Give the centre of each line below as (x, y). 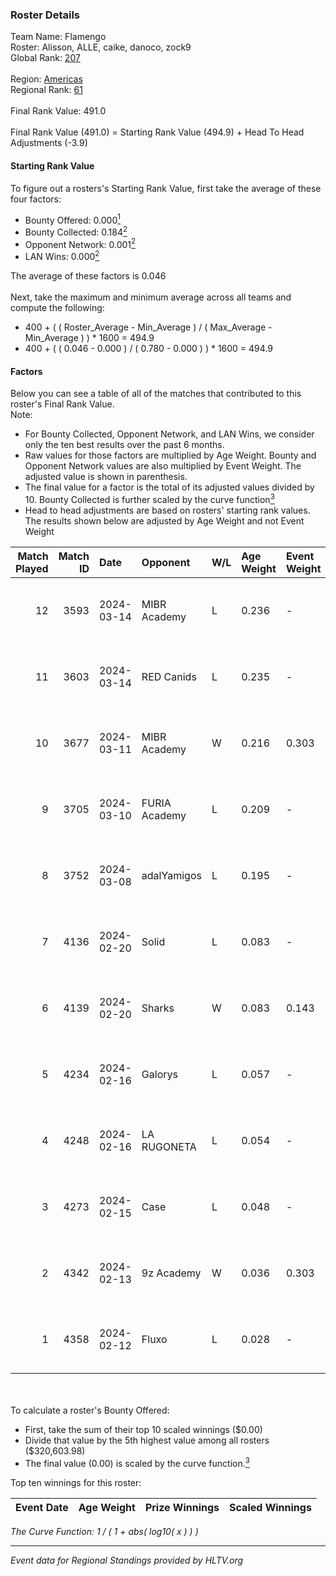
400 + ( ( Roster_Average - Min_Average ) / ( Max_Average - (148, 327)
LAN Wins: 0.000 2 (62, 256)
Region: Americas (46, 79)
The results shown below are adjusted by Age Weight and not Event (164, 520)
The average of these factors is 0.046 (88, 276)
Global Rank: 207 (45, 58)
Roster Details (45, 15)
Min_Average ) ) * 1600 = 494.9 (89, 338)
